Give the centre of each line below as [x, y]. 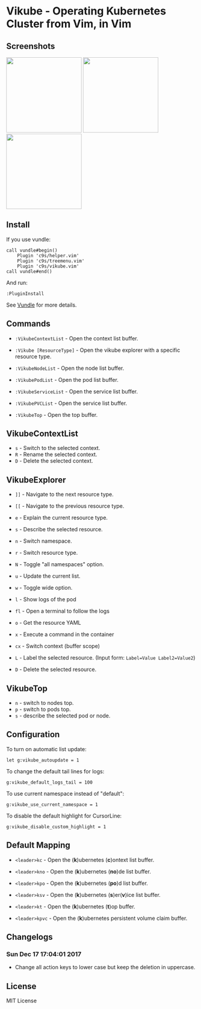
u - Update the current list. [48, 576]
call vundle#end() [29, 271]
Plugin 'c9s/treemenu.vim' [51, 261]
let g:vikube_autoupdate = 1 [43, 760]
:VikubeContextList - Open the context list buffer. [76, 338]
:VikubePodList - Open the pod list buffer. [66, 380]
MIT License [22, 1001]
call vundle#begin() [32, 250]
